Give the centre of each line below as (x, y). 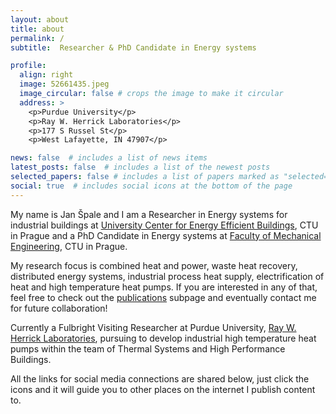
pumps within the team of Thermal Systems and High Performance (148, 348)
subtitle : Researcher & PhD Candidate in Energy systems (133, 47)
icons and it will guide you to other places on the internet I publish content (163, 389)
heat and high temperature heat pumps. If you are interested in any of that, (164, 287)
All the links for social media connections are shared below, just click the (160, 378)
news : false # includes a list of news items (109, 158)
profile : (28, 66)
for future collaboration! (59, 308)
